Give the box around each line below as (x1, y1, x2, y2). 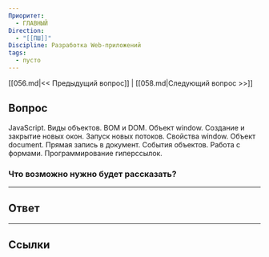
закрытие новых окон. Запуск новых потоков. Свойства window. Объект (8, 131, 256, 141)
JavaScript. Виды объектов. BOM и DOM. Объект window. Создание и (8, 122, 245, 132)
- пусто (15, 57, 42, 65)
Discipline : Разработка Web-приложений (8, 42, 142, 50)
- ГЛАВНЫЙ (15, 19, 48, 27)
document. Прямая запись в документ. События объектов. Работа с (8, 139, 241, 149)
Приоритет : (8, 11, 45, 20)
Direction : (8, 26, 45, 34)
